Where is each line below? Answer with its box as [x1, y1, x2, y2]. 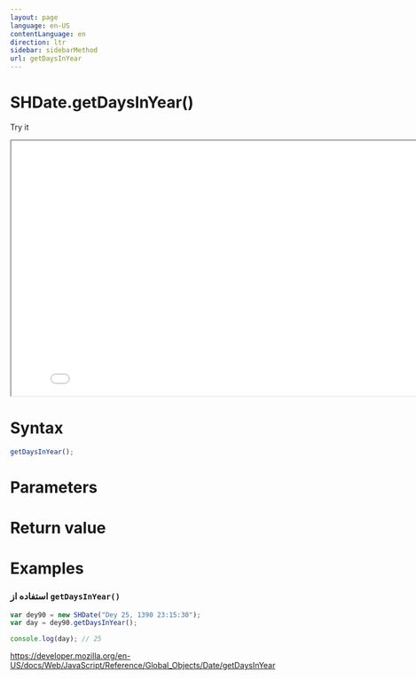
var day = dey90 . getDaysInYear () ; [10, 619, 138, 628]
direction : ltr [10, 37, 67, 47]
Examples [10, 558, 84, 579]
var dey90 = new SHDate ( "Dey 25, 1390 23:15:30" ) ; [10, 610, 201, 620]
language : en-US [10, 21, 70, 30]
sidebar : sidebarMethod [10, 46, 98, 55]
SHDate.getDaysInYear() [10, 92, 194, 113]
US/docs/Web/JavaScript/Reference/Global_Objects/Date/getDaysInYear [10, 660, 276, 671]
